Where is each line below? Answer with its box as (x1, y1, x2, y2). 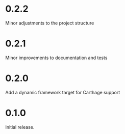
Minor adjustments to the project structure (5, 20, 94, 26)
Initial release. (5, 124, 35, 130)
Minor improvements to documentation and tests (5, 55, 108, 61)
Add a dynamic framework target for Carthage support (5, 89, 120, 95)
